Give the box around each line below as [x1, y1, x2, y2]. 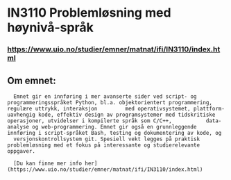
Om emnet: [7, 74, 57, 86]
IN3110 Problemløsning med [7, 5, 171, 21]
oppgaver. [7, 147, 36, 154]
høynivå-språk [7, 19, 94, 35]
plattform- [193, 105, 225, 112]
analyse [7, 123, 30, 130]
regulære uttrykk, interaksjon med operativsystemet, [7, 105, 191, 112]
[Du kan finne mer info [13, 160, 82, 167]
